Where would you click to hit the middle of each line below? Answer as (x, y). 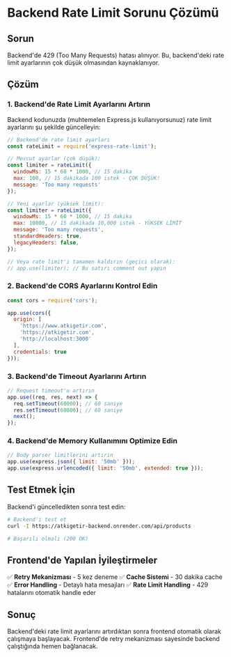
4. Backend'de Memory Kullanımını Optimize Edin (92, 441)
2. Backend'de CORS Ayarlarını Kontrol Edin (82, 286)
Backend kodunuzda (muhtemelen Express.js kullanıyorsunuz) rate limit (110, 119)
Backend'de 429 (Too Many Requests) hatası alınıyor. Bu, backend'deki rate (116, 55)
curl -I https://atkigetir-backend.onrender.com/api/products (99, 526)
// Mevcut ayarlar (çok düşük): (54, 159)
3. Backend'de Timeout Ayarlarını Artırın (77, 376)
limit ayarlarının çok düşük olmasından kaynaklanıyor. (83, 63)
